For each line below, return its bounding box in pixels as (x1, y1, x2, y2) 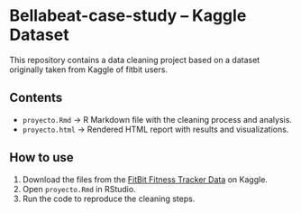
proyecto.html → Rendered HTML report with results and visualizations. (22, 124, 289, 134)
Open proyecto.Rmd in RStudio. (22, 183, 137, 194)
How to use (9, 150, 74, 165)
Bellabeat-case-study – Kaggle (9, 5, 247, 26)
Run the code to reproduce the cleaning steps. (22, 193, 196, 204)
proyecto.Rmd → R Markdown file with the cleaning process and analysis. (22, 114, 293, 125)
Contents (9, 90, 63, 106)
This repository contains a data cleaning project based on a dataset (9, 54, 260, 65)
